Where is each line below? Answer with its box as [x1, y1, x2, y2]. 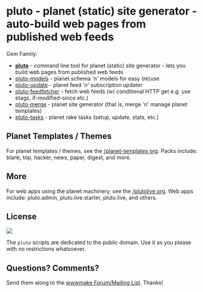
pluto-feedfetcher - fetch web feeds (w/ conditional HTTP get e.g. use [15, 87, 191, 95]
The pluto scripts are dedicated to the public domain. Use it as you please [6, 239, 191, 246]
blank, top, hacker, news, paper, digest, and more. [6, 154, 131, 161]
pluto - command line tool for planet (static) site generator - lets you [15, 62, 186, 69]
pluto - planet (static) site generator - [6, 4, 198, 18]
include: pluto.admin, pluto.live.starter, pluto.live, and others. [6, 194, 158, 201]
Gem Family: [6, 50, 38, 57]
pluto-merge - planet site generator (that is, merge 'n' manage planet [15, 100, 188, 107]
